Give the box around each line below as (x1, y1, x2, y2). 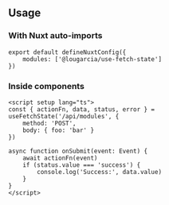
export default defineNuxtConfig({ (8, 48, 127, 56)
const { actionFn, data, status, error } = (8, 105, 155, 114)
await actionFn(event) (22, 154, 98, 162)
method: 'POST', (22, 119, 77, 127)
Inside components (8, 80, 85, 91)
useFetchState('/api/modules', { (8, 112, 120, 120)
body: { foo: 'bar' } (22, 126, 94, 134)
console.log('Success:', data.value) (37, 168, 162, 176)
